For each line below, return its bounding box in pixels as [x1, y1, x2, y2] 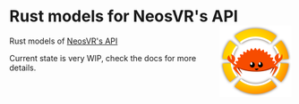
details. [9, 62, 37, 73]
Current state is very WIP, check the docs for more [9, 52, 197, 63]
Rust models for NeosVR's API [9, 6, 239, 27]
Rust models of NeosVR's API [9, 36, 118, 46]
